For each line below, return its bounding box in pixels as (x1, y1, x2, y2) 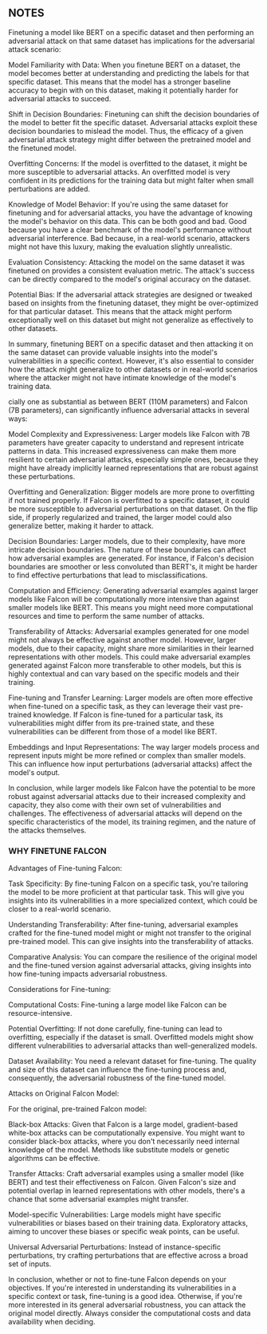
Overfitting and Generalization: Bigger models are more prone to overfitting (8, 486, 255, 497)
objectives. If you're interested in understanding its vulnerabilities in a (8, 1283, 237, 1293)
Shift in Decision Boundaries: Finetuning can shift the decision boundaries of (8, 109, 260, 119)
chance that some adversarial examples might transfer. (8, 1194, 189, 1204)
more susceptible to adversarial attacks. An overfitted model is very (8, 167, 231, 176)
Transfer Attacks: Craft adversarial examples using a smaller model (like (8, 1169, 245, 1179)
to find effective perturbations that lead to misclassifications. (8, 570, 208, 580)
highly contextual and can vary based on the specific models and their (8, 669, 240, 679)
